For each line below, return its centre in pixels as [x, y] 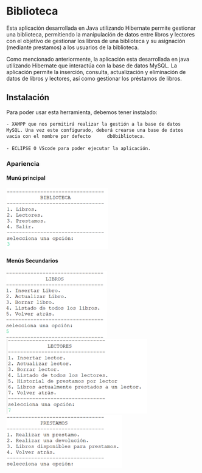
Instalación [28, 97]
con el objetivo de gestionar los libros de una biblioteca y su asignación [96, 41]
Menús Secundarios [33, 261]
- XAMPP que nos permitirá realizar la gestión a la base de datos [94, 124]
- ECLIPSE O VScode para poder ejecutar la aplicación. [78, 148]
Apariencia [23, 163]
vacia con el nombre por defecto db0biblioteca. [76, 136]
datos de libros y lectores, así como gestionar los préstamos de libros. [94, 78]
